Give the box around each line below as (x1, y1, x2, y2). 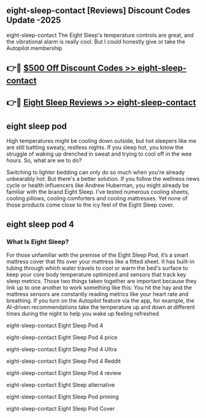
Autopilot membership (6, 44, 63, 51)
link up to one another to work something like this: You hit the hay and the (6, 284, 192, 291)
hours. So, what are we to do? (6, 157, 82, 164)
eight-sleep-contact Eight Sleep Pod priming (6, 393, 120, 401)
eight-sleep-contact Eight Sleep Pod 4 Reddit (6, 357, 121, 365)
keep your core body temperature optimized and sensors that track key (6, 271, 186, 278)
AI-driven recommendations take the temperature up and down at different (6, 303, 195, 311)
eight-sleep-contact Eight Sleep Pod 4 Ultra (6, 346, 117, 353)
